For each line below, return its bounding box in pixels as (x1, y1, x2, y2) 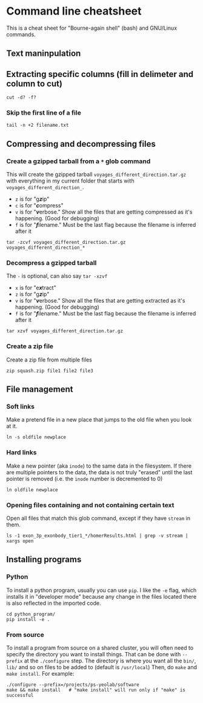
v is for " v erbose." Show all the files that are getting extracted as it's (15, 297, 185, 304)
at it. (6, 423, 18, 430)
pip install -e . (6, 616, 50, 622)
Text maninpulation (6, 49, 81, 59)
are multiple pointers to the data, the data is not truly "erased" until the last (6, 468, 193, 476)
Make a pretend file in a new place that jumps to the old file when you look (6, 416, 192, 423)
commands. (6, 30, 36, 38)
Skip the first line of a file (6, 109, 82, 117)
